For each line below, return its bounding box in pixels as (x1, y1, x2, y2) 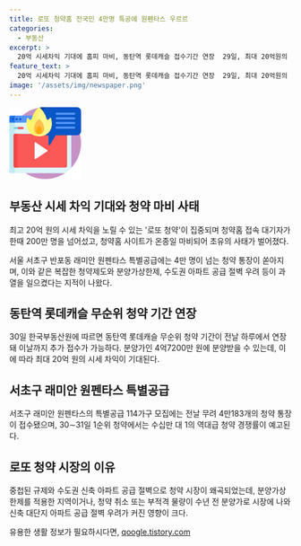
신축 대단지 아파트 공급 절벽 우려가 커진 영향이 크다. (9, 507, 188, 518)
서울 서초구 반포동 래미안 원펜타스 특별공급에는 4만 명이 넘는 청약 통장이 (9, 254, 261, 265)
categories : (9, 23, 54, 33)
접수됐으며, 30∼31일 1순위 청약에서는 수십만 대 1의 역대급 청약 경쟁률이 (18, 419, 267, 430)
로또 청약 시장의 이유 (9, 459, 116, 475)
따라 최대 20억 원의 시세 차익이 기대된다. (18, 354, 159, 365)
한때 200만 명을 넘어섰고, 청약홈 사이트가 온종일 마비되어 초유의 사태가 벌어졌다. (9, 235, 289, 246)
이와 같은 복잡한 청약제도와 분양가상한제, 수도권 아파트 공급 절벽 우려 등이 (21, 266, 277, 277)
